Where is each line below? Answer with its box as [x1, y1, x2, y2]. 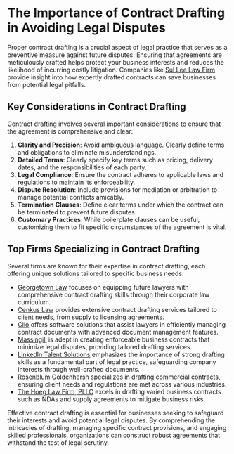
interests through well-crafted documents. [17, 365, 141, 373]
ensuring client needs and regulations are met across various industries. [17, 380, 227, 388]
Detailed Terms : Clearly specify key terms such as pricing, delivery [17, 155, 213, 164]
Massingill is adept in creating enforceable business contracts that [17, 335, 210, 344]
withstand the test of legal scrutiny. [7, 438, 109, 447]
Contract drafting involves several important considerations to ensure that [7, 119, 221, 128]
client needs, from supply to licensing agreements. [17, 313, 164, 321]
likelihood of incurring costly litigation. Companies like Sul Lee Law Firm [7, 65, 216, 74]
